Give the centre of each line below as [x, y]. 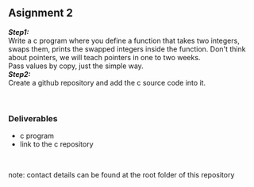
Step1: [19, 32]
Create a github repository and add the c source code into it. [107, 82]
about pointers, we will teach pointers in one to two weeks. [104, 57]
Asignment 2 [40, 13]
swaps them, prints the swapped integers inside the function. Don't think [127, 49]
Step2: [19, 74]
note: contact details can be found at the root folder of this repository [121, 175]
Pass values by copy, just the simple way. [76, 66]
